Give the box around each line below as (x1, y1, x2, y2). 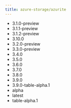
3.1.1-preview (12, 25, 38, 31)
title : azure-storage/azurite (5, 7, 67, 12)
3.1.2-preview (12, 31, 39, 36)
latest (12, 93, 23, 98)
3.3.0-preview (12, 46, 40, 52)
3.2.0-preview (12, 41, 40, 46)
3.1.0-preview (12, 20, 39, 26)
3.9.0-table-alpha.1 (12, 82, 50, 88)
